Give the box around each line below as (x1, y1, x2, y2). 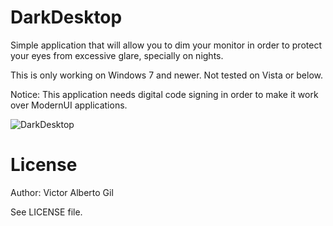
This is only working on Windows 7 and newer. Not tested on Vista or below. (10, 69, 324, 81)
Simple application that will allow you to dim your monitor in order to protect (10, 39, 322, 51)
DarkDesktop (10, 6, 123, 29)
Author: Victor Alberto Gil (10, 186, 114, 198)
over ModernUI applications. (10, 99, 128, 111)
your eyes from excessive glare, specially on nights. (10, 49, 224, 61)
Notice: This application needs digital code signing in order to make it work (10, 88, 319, 100)
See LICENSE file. (10, 206, 83, 218)
